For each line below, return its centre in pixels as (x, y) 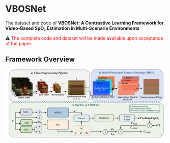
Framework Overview (40, 60)
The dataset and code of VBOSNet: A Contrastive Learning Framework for (84, 23)
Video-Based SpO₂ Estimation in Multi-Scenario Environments (73, 28)
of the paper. (19, 43)
